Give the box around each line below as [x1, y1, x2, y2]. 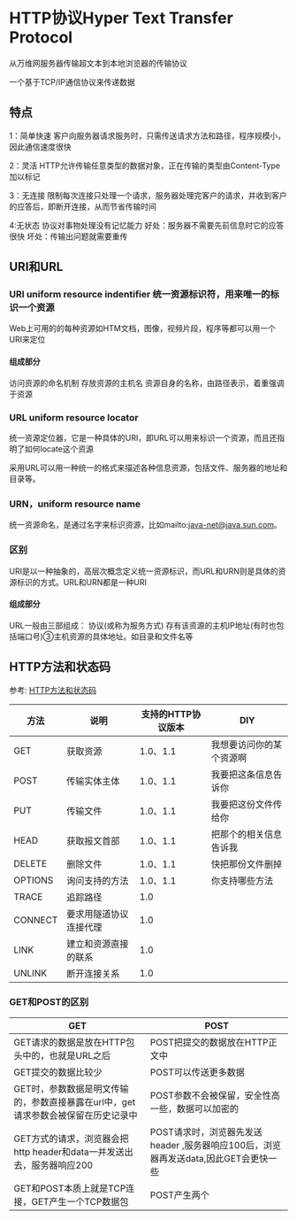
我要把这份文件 [210, 798, 274, 810]
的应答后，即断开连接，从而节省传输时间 [9, 201, 156, 212]
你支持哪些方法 [210, 874, 274, 886]
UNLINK [13, 967, 48, 979]
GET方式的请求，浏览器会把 [13, 1132, 129, 1145]
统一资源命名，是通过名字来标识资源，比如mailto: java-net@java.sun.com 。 [9, 520, 283, 530]
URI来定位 [9, 334, 46, 345]
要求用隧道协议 [65, 907, 129, 920]
